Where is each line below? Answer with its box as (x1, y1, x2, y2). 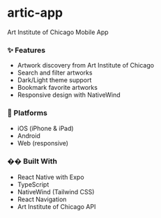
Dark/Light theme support (17, 76, 92, 84)
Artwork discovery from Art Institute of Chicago (17, 61, 155, 70)
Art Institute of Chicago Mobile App (7, 28, 109, 36)
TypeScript (17, 180, 49, 189)
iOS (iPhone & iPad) (17, 124, 75, 132)
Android (17, 131, 40, 140)
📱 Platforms (7, 108, 47, 118)
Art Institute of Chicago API (17, 202, 96, 210)
